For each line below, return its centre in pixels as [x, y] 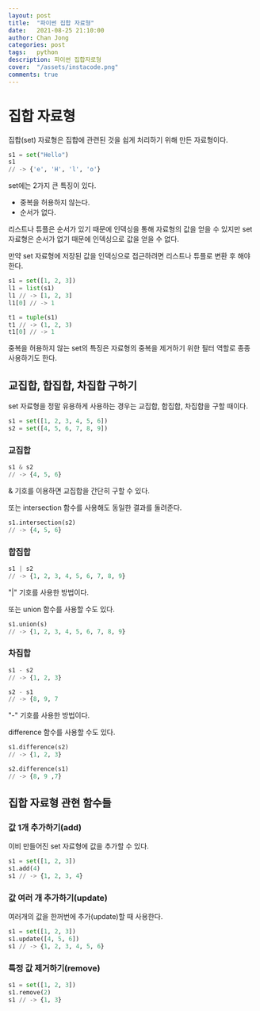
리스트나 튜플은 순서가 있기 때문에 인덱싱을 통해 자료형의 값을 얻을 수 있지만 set [130, 229]
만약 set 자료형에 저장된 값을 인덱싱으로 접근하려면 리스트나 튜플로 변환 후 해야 [130, 256]
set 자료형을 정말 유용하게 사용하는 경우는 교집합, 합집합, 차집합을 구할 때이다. [128, 406]
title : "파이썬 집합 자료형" [52, 23]
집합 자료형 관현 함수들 [60, 803]
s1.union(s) [28, 624]
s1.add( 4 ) [25, 869]
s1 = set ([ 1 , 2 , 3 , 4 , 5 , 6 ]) [58, 421]
